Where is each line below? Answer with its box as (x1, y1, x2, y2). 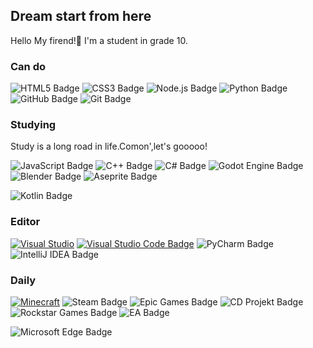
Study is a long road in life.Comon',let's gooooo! (10, 140, 208, 153)
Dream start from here (10, 8, 152, 25)
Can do (10, 59, 47, 73)
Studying (10, 118, 57, 132)
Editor (10, 215, 41, 229)
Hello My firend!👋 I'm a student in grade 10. (10, 34, 188, 46)
